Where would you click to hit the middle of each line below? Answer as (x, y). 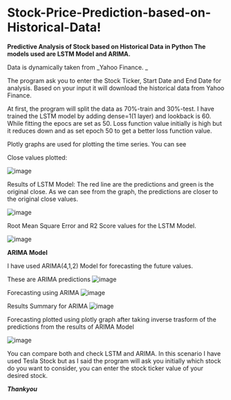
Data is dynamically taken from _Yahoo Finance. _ (78, 67)
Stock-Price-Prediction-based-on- (109, 13)
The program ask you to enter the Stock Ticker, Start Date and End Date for (114, 80)
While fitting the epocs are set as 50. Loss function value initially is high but (115, 123)
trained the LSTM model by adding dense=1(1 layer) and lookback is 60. (109, 116)
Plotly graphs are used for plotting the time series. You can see (97, 144)
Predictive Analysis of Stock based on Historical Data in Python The (107, 46)
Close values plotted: (37, 158)
